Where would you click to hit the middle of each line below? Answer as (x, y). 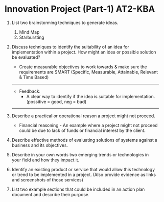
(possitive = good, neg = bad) (56, 101)
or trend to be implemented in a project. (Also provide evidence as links (84, 175)
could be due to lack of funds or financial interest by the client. (82, 130)
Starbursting (32, 37)
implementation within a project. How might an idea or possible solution (84, 52)
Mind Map (29, 32)
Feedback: (30, 91)
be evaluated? (26, 57)
